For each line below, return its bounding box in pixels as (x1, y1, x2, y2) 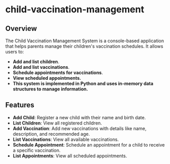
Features (5, 101, 34, 110)
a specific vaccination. (12, 147, 61, 153)
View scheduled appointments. (12, 75, 81, 81)
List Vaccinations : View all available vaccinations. (12, 136, 119, 142)
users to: (5, 49, 24, 54)
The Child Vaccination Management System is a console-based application (5, 38, 164, 44)
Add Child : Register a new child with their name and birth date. (12, 114, 146, 120)
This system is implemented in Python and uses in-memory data (12, 81, 154, 86)
